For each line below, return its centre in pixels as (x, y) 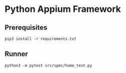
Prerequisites (26, 28)
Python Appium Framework (63, 9)
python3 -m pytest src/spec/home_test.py (48, 66)
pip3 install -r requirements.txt (41, 39)
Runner (16, 54)
